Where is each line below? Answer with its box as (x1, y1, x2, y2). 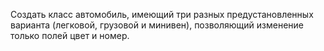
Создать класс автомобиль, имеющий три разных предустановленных (10, 9, 314, 20)
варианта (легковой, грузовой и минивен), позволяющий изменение (10, 19, 305, 31)
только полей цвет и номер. (10, 30, 130, 41)
